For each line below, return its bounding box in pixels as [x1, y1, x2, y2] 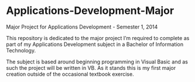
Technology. [6, 47, 36, 54]
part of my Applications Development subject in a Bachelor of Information [6, 41, 183, 48]
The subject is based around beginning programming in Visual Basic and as [6, 58, 189, 65]
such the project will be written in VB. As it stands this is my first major [6, 64, 176, 71]
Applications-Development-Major [6, 4, 175, 17]
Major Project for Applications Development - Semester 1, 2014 [6, 23, 158, 30]
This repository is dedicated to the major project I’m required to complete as [6, 34, 190, 41]
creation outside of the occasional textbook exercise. [6, 70, 134, 77]
